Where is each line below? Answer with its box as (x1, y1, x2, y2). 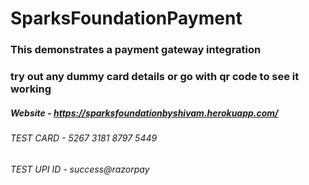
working (10, 82, 52, 96)
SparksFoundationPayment (10, 7, 243, 30)
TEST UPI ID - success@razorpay (10, 163, 150, 175)
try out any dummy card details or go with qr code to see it (10, 70, 300, 84)
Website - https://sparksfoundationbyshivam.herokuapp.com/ (10, 107, 279, 119)
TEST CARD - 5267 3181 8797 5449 (10, 132, 158, 144)
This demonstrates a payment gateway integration (10, 43, 262, 57)
